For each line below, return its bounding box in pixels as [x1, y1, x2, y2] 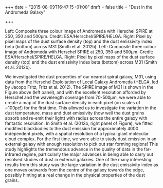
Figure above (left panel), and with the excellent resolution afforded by [5, 90, 146, 95]
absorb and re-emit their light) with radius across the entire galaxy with [5, 115, 147, 121]
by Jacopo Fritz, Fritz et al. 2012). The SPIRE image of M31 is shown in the [5, 84, 154, 90]
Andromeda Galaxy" [5, 9, 46, 15]
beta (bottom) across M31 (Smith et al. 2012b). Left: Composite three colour [5, 44, 157, 49]
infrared [5, 151, 21, 157]
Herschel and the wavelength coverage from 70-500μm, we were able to [5, 94, 151, 100]
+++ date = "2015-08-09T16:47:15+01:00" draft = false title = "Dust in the [5, 4, 153, 10]
